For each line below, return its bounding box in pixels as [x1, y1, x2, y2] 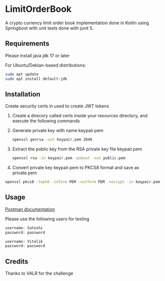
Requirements [5, 40, 49, 48]
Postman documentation [5, 206, 55, 212]
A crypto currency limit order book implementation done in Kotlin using [5, 20, 149, 26]
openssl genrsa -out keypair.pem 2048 [12, 137, 92, 142]
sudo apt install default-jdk [5, 76, 68, 81]
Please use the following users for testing [5, 216, 90, 222]
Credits [5, 257, 29, 266]
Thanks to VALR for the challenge [5, 271, 73, 277]
